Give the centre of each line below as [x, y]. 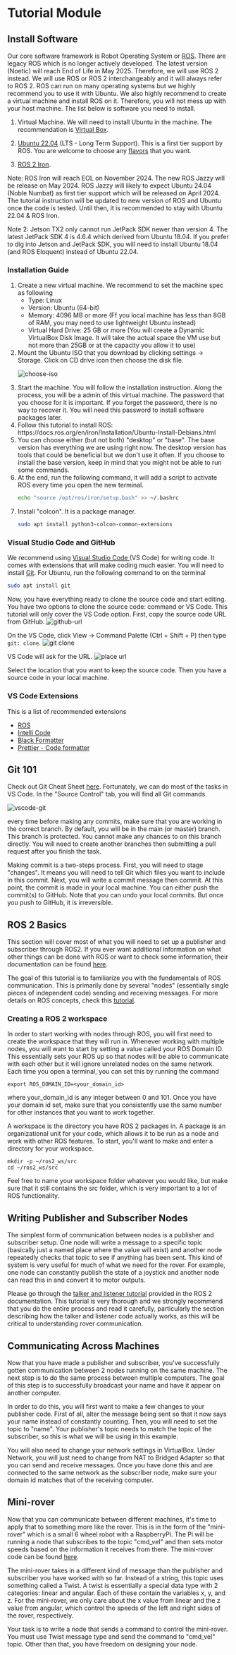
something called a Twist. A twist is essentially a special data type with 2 [113, 1585]
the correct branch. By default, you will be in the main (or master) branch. [114, 829]
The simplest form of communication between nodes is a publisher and [111, 1235]
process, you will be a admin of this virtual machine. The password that [121, 395]
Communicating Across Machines [83, 1346]
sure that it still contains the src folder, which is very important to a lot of [112, 1188]
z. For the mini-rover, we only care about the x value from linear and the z [114, 1600]
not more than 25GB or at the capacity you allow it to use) [112, 345]
